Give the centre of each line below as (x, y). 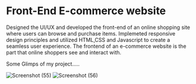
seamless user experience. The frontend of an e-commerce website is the (96, 46)
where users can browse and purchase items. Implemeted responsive (91, 33)
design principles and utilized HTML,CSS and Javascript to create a (88, 40)
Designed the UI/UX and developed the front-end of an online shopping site (98, 27)
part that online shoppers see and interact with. (64, 52)
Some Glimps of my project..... (43, 64)
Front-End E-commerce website (86, 11)
